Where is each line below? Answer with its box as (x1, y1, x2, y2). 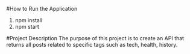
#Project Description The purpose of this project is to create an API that (6, 35, 185, 41)
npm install (14, 17, 43, 23)
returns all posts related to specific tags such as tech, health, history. (6, 41, 178, 48)
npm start (14, 23, 39, 30)
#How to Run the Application (6, 5, 78, 12)
